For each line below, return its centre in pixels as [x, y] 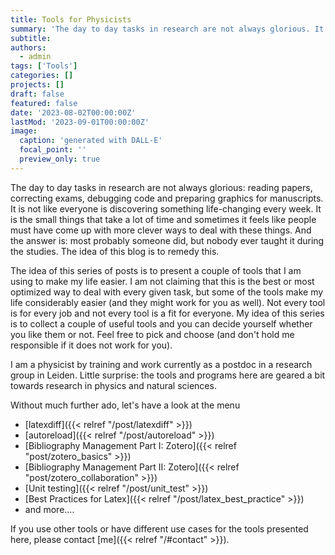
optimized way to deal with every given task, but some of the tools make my [167, 292]
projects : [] [37, 85]
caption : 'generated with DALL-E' [91, 141]
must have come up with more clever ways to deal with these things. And [161, 230]
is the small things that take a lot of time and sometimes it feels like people [163, 219]
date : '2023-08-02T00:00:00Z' [73, 112]
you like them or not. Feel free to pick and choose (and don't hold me [152, 334]
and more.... [49, 509]
